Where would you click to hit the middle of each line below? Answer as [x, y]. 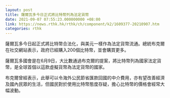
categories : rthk [24, 29]
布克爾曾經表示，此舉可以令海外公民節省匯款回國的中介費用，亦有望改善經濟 [85, 78]
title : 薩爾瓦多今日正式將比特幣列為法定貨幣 [47, 15]
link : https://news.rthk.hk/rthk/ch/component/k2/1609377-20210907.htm [82, 24]
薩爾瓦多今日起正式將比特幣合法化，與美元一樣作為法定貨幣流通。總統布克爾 [85, 44]
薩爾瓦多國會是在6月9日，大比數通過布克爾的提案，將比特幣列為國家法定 [81, 61]
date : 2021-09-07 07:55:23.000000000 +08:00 [53, 19]
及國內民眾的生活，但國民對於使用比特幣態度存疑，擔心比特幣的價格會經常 [83, 84]
